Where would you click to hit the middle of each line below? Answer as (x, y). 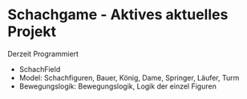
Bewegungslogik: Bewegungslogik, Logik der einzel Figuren (118, 86)
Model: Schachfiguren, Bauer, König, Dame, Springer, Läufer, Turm (129, 77)
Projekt (32, 32)
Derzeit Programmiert (43, 53)
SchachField (40, 69)
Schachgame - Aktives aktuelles (118, 15)
